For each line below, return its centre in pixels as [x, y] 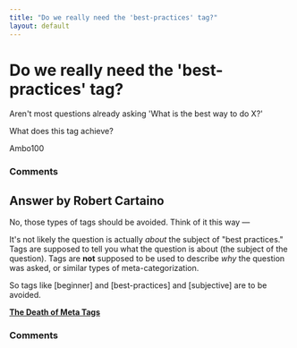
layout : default [39, 26]
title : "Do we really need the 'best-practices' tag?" [114, 17]
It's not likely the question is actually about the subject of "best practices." [146, 240]
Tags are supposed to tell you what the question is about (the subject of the [148, 249]
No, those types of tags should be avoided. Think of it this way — [130, 222]
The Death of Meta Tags [55, 312]
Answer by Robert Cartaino [87, 201]
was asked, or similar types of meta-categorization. [104, 268]
